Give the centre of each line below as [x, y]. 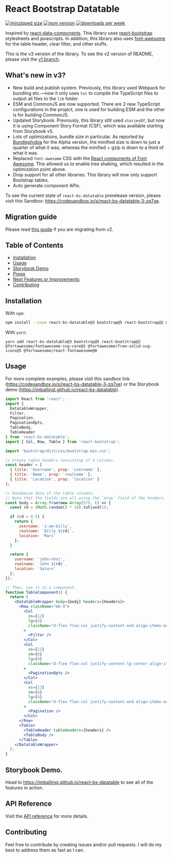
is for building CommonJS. [41, 115]
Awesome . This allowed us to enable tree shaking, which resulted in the [88, 164]
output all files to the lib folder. [46, 98]
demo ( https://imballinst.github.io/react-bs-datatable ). [62, 389]
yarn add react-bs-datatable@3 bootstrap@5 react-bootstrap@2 [73, 342]
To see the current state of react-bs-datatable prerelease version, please [83, 195]
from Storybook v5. [33, 131]
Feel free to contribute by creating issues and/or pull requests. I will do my [84, 844]
